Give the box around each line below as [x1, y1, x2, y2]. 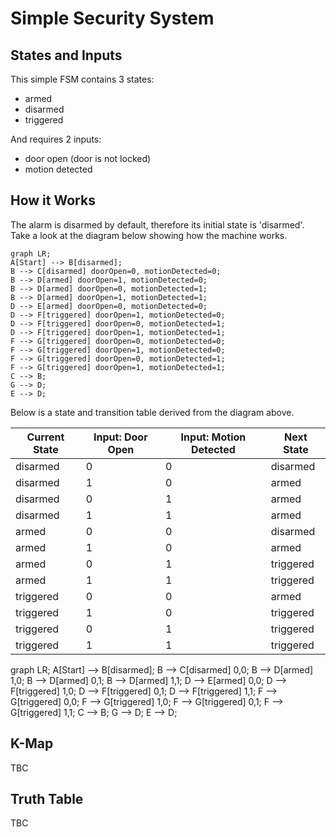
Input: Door [93, 430, 148, 444]
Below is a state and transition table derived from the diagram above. [10, 406, 295, 418]
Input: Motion [180, 430, 247, 444]
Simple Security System [10, 7, 215, 30]
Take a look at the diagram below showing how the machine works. [10, 229, 288, 241]
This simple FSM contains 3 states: [10, 73, 155, 85]
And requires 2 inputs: [10, 133, 102, 145]
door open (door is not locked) [24, 153, 152, 164]
